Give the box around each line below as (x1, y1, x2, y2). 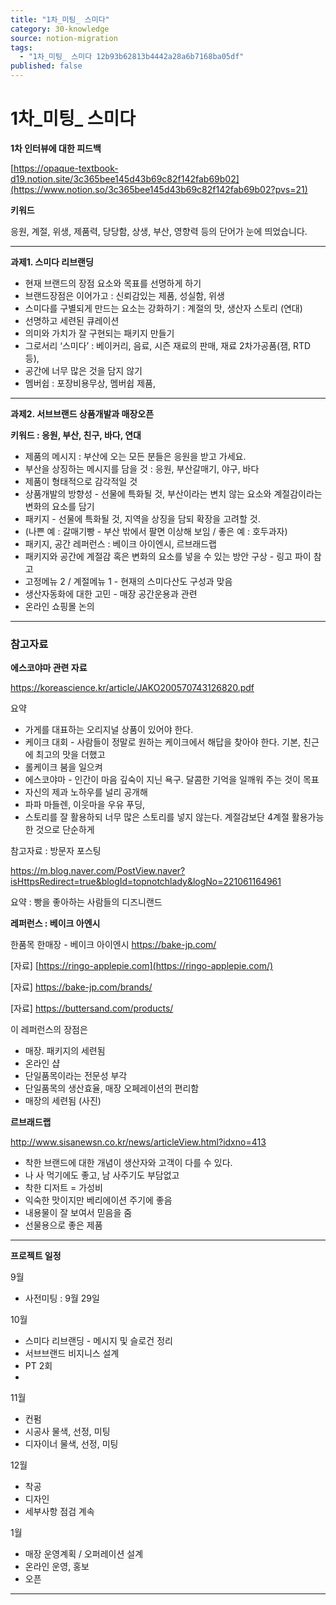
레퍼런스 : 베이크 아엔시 (10, 917, 101, 930)
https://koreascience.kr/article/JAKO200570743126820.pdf (10, 682, 255, 694)
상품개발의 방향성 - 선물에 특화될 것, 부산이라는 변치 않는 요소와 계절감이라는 (24, 487, 323, 500)
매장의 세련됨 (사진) (24, 1095, 102, 1107)
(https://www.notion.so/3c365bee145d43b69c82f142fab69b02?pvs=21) (10, 183, 308, 195)
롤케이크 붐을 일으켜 (24, 761, 103, 773)
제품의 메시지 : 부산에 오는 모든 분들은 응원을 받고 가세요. (24, 450, 247, 462)
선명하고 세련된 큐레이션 (24, 314, 120, 326)
